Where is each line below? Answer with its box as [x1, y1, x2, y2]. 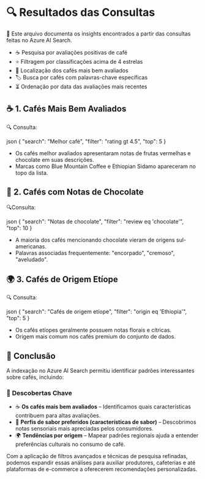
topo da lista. [15, 169, 48, 176]
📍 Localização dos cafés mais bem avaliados [15, 66, 129, 74]
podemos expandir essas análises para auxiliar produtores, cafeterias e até [6, 459, 196, 467]
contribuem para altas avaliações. [15, 412, 101, 420]
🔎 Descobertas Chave [6, 389, 72, 397]
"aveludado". [15, 256, 48, 263]
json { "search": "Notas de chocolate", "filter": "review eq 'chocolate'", [6, 218, 184, 225]
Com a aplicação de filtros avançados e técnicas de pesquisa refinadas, [6, 453, 188, 460]
